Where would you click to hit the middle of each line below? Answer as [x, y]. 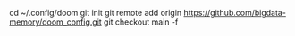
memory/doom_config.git [56, 22]
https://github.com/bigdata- [235, 13]
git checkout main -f [141, 22]
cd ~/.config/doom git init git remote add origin [96, 13]
